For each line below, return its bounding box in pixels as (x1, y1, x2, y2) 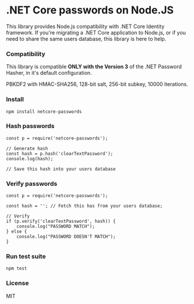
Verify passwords (6, 179, 58, 188)
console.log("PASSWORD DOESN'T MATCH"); (16, 234, 116, 240)
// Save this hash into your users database (6, 166, 116, 172)
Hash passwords (6, 122, 55, 130)
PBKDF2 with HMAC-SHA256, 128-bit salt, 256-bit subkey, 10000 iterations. (6, 81, 188, 88)
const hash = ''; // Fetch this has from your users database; (6, 203, 163, 209)
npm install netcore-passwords (6, 109, 82, 115)
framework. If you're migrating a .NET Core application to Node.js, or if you (6, 29, 186, 36)
